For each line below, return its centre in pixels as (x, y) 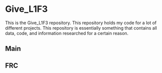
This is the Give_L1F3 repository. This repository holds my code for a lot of (81, 23)
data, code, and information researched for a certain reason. (67, 33)
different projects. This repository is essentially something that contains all (81, 28)
